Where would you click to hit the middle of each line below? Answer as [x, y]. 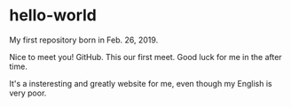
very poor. [28, 93]
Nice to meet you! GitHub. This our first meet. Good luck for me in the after [145, 57]
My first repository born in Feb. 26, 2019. [84, 40]
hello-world [53, 15]
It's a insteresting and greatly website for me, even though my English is [141, 83]
